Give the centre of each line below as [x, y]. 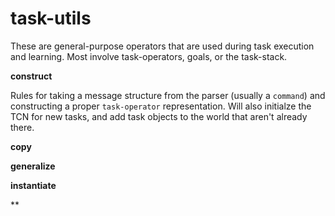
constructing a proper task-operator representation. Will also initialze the [161, 106]
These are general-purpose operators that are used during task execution [162, 46]
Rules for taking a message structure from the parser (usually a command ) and [168, 95]
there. [22, 127]
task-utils [51, 18]
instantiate [33, 185]
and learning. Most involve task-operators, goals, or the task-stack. [149, 56]
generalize [33, 166]
